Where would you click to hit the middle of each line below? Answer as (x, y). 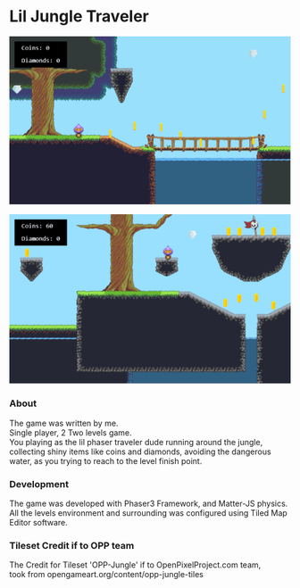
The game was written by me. (64, 423)
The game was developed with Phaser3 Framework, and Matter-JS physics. (149, 504)
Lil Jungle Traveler (79, 17)
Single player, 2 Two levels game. (71, 432)
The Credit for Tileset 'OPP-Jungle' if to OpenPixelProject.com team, (135, 565)
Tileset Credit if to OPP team (72, 546)
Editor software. (39, 523)
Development (39, 484)
